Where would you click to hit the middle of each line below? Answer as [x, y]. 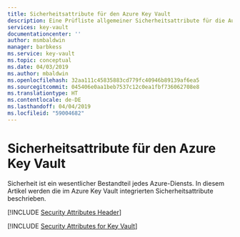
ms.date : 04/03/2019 [38, 67]
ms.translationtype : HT [43, 93]
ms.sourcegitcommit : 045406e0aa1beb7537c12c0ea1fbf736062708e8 [104, 87]
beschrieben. [27, 198]
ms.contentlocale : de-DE [44, 100]
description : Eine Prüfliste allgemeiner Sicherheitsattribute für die [116, 21]
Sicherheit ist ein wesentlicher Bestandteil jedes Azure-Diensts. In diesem [116, 183]
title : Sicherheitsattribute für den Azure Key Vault [89, 14]
